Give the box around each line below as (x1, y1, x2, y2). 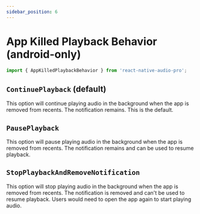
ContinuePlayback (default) (6, 84, 107, 94)
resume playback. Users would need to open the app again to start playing (6, 195, 192, 203)
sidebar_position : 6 (6, 8, 58, 15)
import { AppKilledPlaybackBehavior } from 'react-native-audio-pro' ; (6, 67, 187, 73)
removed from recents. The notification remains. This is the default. (6, 106, 173, 114)
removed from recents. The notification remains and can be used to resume (6, 145, 194, 152)
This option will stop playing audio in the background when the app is (6, 183, 179, 190)
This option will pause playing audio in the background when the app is (6, 138, 183, 145)
